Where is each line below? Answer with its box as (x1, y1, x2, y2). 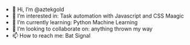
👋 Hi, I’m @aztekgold (12, 6, 65, 13)
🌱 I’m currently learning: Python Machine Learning (12, 19, 138, 26)
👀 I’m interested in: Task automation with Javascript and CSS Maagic (12, 12, 184, 19)
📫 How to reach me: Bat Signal (12, 32, 91, 39)
